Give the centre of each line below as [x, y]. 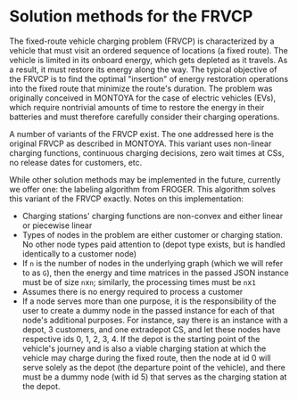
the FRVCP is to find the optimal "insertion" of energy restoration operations [149, 78]
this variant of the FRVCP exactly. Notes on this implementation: [126, 199]
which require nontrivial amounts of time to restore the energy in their [137, 107]
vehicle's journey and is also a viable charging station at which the [144, 348]
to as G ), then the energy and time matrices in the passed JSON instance [155, 273]
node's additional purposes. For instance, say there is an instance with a [155, 320]
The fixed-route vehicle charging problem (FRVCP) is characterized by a [142, 41]
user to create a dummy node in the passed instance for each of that [148, 310]
